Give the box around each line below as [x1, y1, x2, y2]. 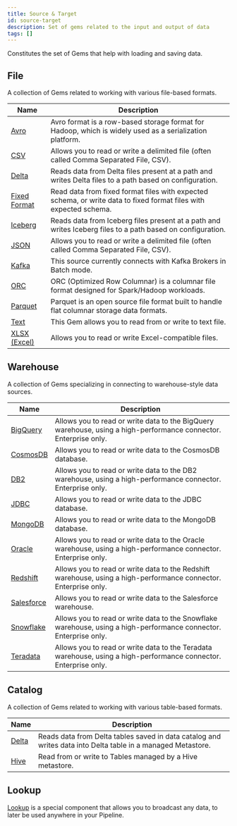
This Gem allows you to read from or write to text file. [50, 317, 226, 327]
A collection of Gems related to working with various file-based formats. [7, 89, 217, 97]
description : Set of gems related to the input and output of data [7, 23, 210, 30]
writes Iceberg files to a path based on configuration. [50, 225, 226, 235]
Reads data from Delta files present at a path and [50, 166, 213, 176]
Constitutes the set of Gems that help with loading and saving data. [7, 49, 203, 58]
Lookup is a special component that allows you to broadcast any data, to [7, 803, 219, 811]
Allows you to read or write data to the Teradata [54, 642, 212, 652]
